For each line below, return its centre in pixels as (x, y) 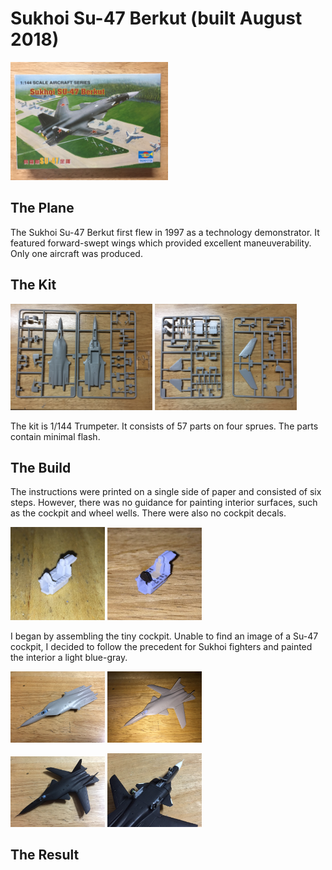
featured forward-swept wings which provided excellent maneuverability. (161, 243)
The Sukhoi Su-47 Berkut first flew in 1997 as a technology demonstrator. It (165, 232)
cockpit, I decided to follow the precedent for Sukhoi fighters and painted (161, 647)
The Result (45, 855)
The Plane (42, 208)
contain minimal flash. (55, 436)
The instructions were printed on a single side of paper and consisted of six (166, 492)
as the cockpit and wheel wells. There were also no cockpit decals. (148, 513)
